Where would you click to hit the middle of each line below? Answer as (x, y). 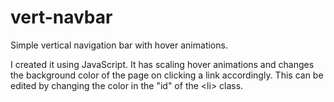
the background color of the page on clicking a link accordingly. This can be (167, 75)
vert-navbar (61, 17)
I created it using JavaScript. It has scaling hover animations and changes (162, 64)
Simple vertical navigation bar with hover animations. (119, 45)
